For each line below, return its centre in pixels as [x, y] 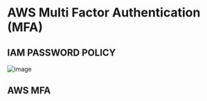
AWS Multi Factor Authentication [104, 13]
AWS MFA [29, 91]
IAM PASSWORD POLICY [62, 53]
